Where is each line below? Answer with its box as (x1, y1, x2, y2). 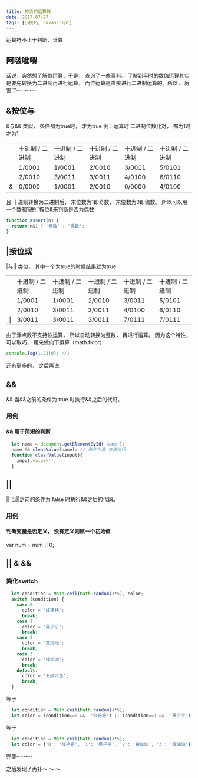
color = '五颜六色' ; (21, 673, 69, 679)
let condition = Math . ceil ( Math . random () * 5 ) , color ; (11, 591, 144, 597)
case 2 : (16, 635, 35, 641)
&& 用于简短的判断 (6, 428, 51, 435)
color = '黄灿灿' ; (21, 640, 65, 646)
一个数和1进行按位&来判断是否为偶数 (6, 206, 94, 213)
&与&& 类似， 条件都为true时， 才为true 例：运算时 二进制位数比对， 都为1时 (6, 123, 191, 130)
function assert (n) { (6, 217, 60, 223)
